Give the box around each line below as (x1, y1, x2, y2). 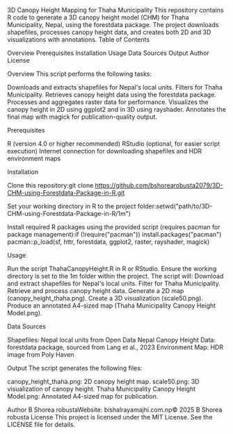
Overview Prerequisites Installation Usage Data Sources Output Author (7, 49, 210, 57)
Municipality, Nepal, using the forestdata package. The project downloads (7, 21, 219, 28)
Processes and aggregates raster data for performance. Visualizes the (7, 98, 209, 106)
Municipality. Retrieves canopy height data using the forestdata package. (7, 90, 217, 99)
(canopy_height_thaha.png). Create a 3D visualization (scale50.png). (7, 294, 204, 302)
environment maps (7, 154, 61, 162)
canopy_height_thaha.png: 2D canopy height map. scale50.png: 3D (7, 378, 200, 385)
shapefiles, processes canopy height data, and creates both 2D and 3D (7, 28, 211, 36)
